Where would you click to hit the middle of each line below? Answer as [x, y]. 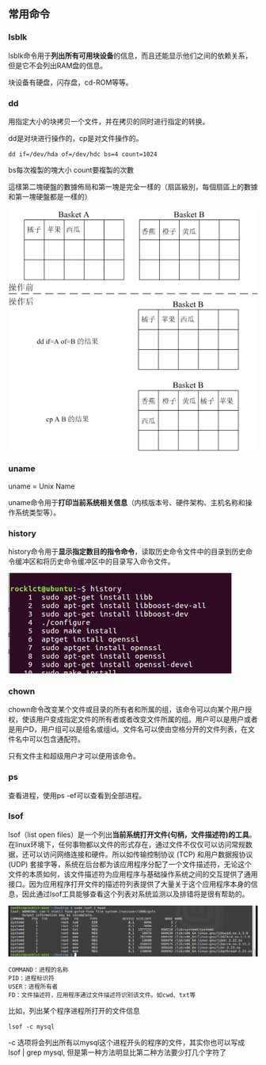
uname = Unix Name [42, 486]
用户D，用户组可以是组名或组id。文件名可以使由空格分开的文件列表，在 [131, 729]
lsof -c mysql [32, 1027]
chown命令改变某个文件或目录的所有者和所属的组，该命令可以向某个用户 [127, 709]
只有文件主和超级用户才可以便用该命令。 [74, 756]
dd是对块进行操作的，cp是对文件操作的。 [76, 138]
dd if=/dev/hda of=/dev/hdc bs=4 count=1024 [83, 154]
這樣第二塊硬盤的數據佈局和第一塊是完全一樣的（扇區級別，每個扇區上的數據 [133, 186]
